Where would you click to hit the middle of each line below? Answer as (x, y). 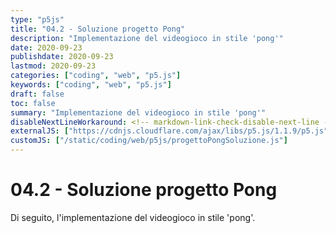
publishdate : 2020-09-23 (62, 57)
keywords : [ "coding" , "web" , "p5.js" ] (91, 85)
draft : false (37, 94)
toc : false (33, 103)
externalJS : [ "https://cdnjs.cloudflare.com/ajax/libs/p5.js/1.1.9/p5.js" (169, 131)
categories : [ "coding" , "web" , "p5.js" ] (96, 76)
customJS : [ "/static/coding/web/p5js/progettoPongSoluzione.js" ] (149, 141)
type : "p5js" (37, 19)
